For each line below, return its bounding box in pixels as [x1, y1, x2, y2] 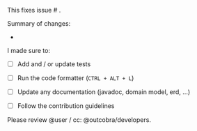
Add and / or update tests [17, 60, 91, 68]
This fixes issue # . [7, 6, 61, 14]
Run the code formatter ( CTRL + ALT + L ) [17, 74, 134, 82]
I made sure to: [7, 47, 51, 54]
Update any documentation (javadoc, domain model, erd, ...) [17, 88, 191, 96]
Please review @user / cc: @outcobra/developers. [7, 116, 152, 124]
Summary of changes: [7, 20, 71, 27]
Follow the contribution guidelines [17, 102, 115, 110]
